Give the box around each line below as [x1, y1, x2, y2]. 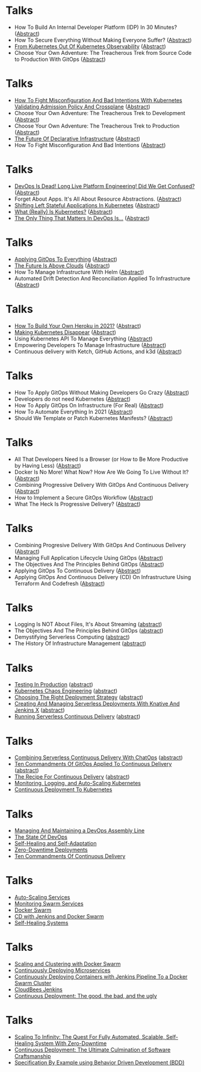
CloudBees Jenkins [14, 986, 63, 993]
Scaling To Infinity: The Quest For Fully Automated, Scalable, [14, 1033, 165, 1041]
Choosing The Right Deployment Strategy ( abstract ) [14, 694, 144, 701]
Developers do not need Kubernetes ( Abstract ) [14, 395, 131, 403]
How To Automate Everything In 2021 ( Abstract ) [14, 408, 133, 415]
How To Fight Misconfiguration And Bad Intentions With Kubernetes [14, 96, 182, 104]
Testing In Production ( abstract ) [14, 681, 94, 688]
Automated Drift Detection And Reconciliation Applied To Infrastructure [14, 275, 191, 282]
